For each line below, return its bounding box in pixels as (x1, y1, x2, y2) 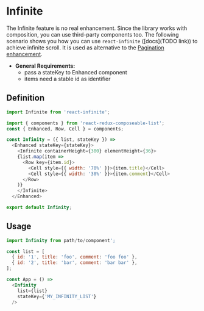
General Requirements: (15, 62, 76, 70)
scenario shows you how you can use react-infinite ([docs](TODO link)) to (6, 37, 198, 45)
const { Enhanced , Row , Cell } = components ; (6, 126, 124, 132)
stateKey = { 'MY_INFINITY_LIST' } (17, 293, 97, 299)
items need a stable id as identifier (24, 75, 111, 82)
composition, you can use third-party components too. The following (6, 30, 179, 38)
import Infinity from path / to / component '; (6, 237, 116, 243)
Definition (6, 93, 44, 103)
